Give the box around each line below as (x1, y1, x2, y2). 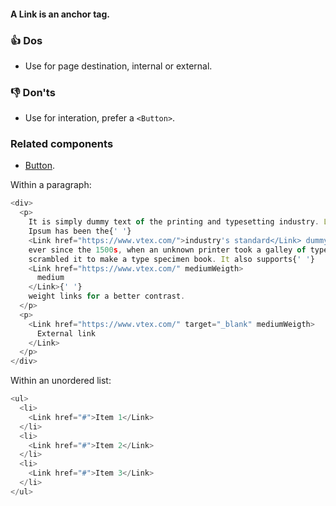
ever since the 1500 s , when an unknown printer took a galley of (28, 245, 307, 255)
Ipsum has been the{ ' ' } (28, 226, 132, 237)
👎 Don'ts (10, 85, 56, 99)
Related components (10, 137, 114, 151)
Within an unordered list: (10, 375, 112, 387)
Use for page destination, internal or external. (24, 60, 213, 72)
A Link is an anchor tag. (10, 8, 110, 20)
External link (36, 328, 97, 339)
